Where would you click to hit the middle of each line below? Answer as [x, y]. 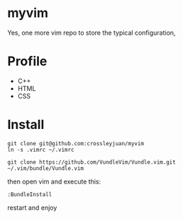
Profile [27, 61]
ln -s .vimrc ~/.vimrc [41, 150]
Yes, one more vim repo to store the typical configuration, [91, 33]
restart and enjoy [32, 208]
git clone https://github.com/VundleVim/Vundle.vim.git [91, 162]
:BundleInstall [30, 194]
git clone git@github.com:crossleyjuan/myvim [76, 143]
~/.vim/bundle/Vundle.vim [45, 168]
